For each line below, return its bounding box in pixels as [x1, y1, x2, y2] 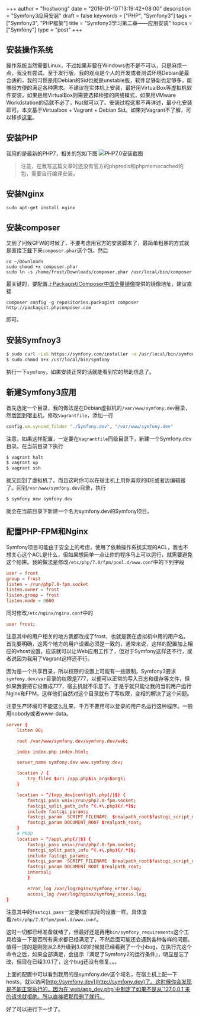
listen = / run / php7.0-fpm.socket [6, 581, 89, 587]
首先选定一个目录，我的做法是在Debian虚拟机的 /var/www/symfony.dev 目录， [6, 404, 191, 411]
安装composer [6, 222, 60, 232]
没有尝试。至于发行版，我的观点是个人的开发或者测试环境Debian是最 [21, 69, 190, 76]
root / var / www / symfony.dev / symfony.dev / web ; [17, 738, 129, 744]
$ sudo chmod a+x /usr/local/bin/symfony [6, 357, 110, 363]
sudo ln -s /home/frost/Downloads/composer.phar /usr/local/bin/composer [6, 269, 192, 275]
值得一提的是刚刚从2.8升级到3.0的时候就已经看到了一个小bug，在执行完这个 [6, 943, 192, 950]
